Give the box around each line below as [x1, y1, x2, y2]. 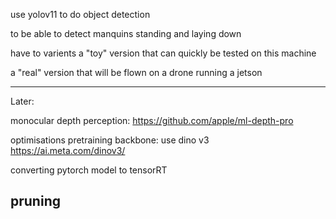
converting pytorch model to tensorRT [10, 164, 168, 176]
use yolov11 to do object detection [10, 9, 151, 20]
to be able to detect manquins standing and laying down [10, 28, 242, 39]
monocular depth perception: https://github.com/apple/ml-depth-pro [10, 115, 294, 126]
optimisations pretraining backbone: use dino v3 [10, 134, 210, 146]
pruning [10, 193, 61, 210]
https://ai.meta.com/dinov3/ [10, 145, 126, 156]
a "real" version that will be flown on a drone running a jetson [10, 67, 263, 78]
